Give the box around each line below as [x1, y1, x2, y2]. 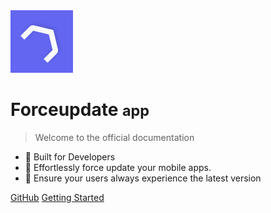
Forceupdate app [10, 99, 150, 121]
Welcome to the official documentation [34, 131, 195, 143]
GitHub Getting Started [10, 191, 105, 203]
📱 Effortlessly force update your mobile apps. [24, 161, 212, 173]
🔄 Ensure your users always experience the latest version [24, 172, 262, 184]
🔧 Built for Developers [24, 150, 116, 163]
